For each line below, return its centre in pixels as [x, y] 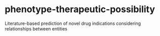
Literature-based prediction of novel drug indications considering [73, 23]
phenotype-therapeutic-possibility [80, 9]
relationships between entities [36, 28]
